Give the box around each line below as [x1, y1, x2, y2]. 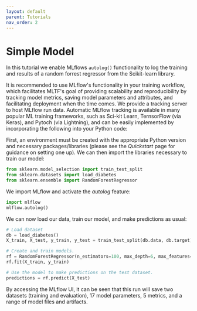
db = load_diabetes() [6, 232, 59, 238]
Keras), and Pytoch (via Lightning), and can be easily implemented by [6, 119, 174, 126]
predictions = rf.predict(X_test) [6, 275, 91, 281]
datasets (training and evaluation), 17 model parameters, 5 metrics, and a [6, 292, 182, 299]
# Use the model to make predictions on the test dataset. [6, 269, 154, 275]
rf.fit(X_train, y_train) [6, 259, 69, 265]
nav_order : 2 [6, 19, 38, 25]
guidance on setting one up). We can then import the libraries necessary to [6, 149, 188, 156]
